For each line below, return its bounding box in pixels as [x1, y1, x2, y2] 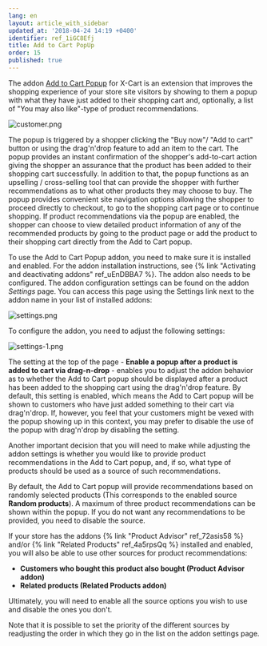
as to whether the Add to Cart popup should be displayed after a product [8, 374, 248, 383]
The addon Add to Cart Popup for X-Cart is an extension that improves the [8, 78, 253, 88]
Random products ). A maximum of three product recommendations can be [8, 498, 256, 508]
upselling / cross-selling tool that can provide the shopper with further [8, 177, 240, 187]
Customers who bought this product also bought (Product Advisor [19, 564, 245, 573]
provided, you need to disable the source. [8, 516, 145, 525]
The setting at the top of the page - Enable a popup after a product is [8, 357, 238, 367]
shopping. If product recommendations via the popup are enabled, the [8, 211, 240, 221]
